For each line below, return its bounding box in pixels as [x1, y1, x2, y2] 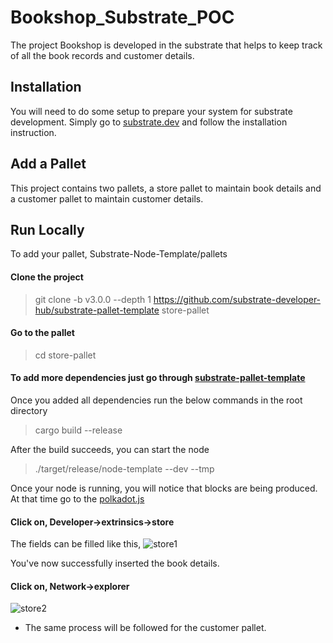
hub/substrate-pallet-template [34, 304, 160, 316]
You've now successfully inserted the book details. [10, 557, 220, 570]
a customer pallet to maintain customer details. [10, 192, 204, 205]
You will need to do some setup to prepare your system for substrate [10, 105, 293, 117]
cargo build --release [34, 424, 123, 436]
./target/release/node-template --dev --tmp [34, 462, 215, 475]
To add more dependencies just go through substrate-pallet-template [10, 372, 306, 384]
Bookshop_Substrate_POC [10, 6, 235, 29]
